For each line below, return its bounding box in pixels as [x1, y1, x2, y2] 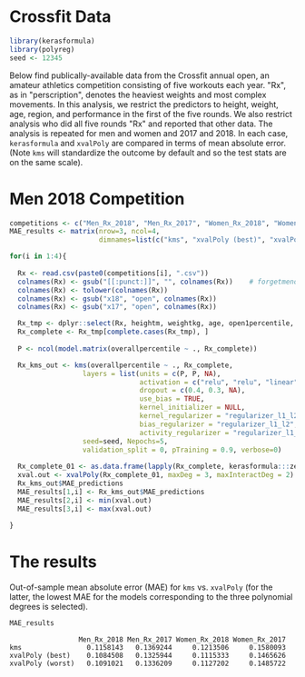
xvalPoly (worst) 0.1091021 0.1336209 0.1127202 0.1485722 [9, 659, 286, 669]
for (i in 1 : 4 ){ [9, 252, 67, 261]
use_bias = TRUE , [139, 394, 205, 403]
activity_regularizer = [139, 428, 230, 437]
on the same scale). [9, 156, 84, 167]
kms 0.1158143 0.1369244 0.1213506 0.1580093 [9, 643, 286, 652]
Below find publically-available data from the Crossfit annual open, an [9, 70, 270, 81]
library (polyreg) [9, 45, 75, 54]
